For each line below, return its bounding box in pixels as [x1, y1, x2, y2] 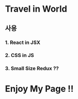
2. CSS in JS [5, 52, 34, 59]
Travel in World [5, 3, 67, 15]
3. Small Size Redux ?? [5, 65, 59, 72]
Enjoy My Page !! [5, 83, 74, 94]
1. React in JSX [5, 39, 40, 46]
